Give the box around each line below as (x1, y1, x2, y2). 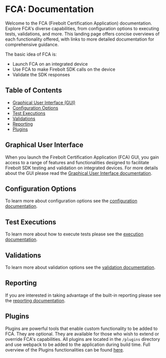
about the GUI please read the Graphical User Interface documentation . (5, 170, 152, 176)
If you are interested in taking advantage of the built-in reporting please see (5, 292, 161, 298)
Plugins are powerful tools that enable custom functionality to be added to (5, 325, 158, 331)
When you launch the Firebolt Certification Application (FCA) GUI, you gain (5, 154, 159, 160)
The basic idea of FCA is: (5, 51, 57, 57)
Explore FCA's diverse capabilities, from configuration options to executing (5, 25, 159, 31)
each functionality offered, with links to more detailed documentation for (5, 36, 154, 42)
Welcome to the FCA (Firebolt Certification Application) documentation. (5, 20, 152, 26)
